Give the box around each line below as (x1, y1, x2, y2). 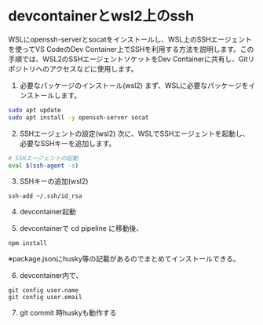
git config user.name (8, 287, 79, 294)
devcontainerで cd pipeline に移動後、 (19, 224, 144, 233)
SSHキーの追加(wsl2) (19, 177, 89, 186)
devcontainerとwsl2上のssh (8, 7, 195, 25)
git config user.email (8, 294, 82, 301)
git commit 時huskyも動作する (19, 308, 117, 318)
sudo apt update (8, 106, 61, 114)
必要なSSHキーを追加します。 (19, 138, 116, 148)
